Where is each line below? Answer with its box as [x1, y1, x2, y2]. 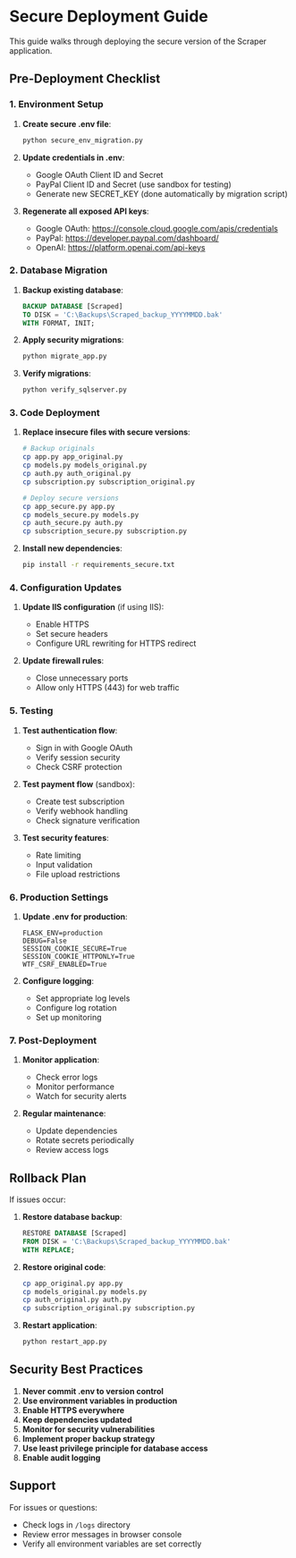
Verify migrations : [21, 368, 91, 379]
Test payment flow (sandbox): [21, 778, 136, 789]
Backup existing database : [21, 284, 123, 295]
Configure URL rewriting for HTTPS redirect [35, 638, 197, 649]
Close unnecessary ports [35, 673, 129, 683]
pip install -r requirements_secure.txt [21, 561, 175, 570]
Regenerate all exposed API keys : [21, 206, 149, 216]
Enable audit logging [21, 1452, 101, 1463]
